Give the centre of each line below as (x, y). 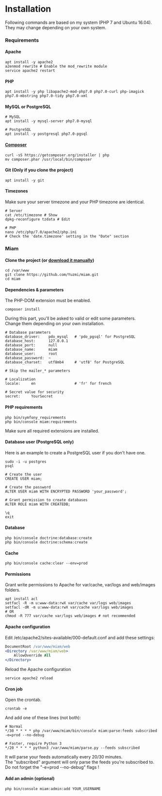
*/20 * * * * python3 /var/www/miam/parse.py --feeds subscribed (72, 748)
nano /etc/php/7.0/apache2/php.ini (41, 232)
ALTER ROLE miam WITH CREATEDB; (38, 504)
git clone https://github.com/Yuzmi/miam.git (52, 275)
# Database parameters (28, 333)
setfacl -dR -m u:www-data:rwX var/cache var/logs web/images (69, 607)
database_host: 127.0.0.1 (37, 341)
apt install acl (21, 599)
